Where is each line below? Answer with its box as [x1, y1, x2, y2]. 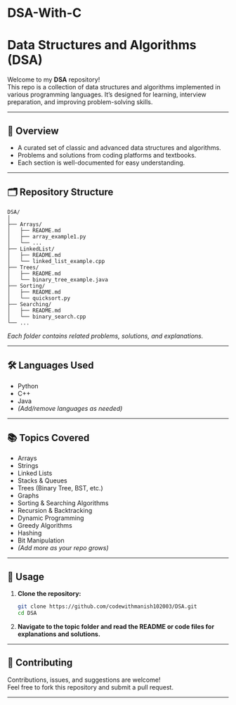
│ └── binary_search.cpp [7, 313, 86, 320]
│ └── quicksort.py [7, 294, 71, 302]
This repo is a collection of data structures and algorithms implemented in [7, 83, 221, 91]
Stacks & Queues [17, 476, 68, 485]
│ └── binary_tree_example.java [7, 276, 109, 283]
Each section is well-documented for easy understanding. [17, 158, 185, 167]
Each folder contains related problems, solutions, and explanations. [7, 331, 204, 340]
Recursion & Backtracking [17, 507, 93, 515]
